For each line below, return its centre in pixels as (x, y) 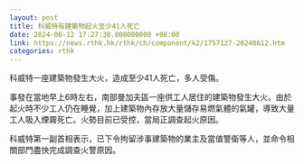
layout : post (34, 18)
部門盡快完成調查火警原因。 (68, 150)
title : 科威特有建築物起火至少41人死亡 (75, 26)
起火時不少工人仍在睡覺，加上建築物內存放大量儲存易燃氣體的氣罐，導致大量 (152, 108)
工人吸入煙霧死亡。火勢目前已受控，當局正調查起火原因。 (116, 120)
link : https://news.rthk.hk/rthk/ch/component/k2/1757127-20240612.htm (147, 43)
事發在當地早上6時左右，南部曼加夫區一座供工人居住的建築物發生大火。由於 (151, 97)
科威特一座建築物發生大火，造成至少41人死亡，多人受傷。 (117, 78)
